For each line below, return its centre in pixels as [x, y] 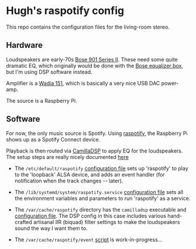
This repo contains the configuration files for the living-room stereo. [88, 27]
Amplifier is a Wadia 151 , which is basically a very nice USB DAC [83, 83]
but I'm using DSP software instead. [49, 72]
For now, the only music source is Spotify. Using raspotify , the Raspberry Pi [97, 133]
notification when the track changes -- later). [69, 181]
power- [170, 83]
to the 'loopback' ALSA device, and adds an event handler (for [90, 174]
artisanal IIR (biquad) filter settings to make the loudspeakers [106, 222]
